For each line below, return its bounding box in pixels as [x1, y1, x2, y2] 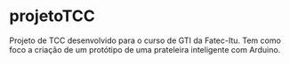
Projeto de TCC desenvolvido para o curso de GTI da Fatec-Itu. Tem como [9, 35, 282, 46]
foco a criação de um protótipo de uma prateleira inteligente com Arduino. [9, 44, 281, 54]
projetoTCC [9, 6, 95, 26]
